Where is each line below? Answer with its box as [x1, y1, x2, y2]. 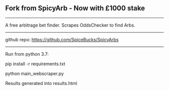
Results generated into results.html [5, 80, 77, 86]
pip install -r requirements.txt [5, 60, 65, 67]
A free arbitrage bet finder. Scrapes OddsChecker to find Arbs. [5, 22, 136, 28]
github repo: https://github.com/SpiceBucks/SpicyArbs [5, 36, 119, 42]
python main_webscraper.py [5, 70, 64, 76]
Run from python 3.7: [5, 51, 49, 57]
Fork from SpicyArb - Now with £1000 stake [5, 4, 145, 13]
